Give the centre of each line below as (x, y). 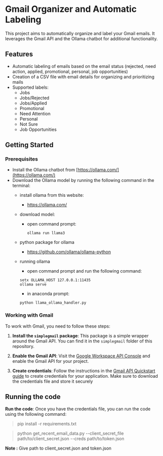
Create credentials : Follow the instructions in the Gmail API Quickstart (84, 371)
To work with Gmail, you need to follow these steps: (58, 326)
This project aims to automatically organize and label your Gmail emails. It (80, 33)
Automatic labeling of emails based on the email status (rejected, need (84, 66)
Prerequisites (21, 159)
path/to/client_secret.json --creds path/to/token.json (71, 438)
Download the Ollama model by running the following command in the (83, 180)
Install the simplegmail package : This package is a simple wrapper (81, 336)
